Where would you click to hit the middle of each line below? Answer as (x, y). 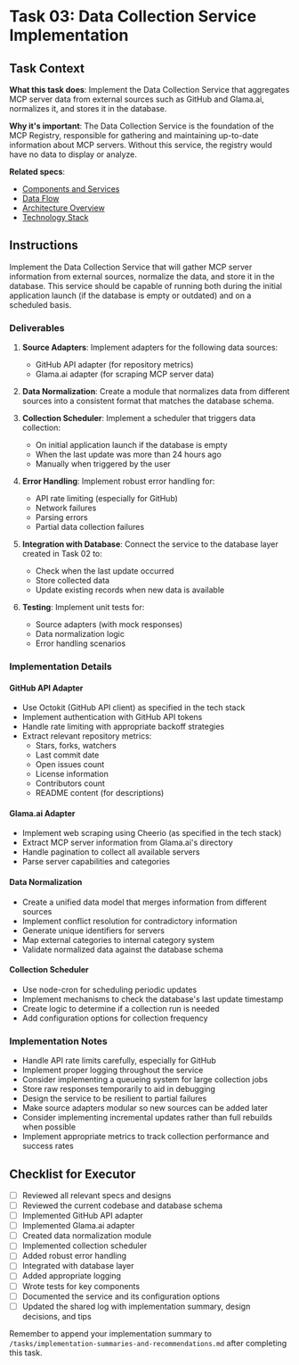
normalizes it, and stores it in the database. (88, 108)
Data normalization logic (80, 634)
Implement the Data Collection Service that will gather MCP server (131, 267)
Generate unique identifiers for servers (93, 931)
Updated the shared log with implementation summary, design (136, 1306)
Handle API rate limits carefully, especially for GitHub (119, 1061)
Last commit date (67, 755)
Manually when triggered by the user (103, 464)
